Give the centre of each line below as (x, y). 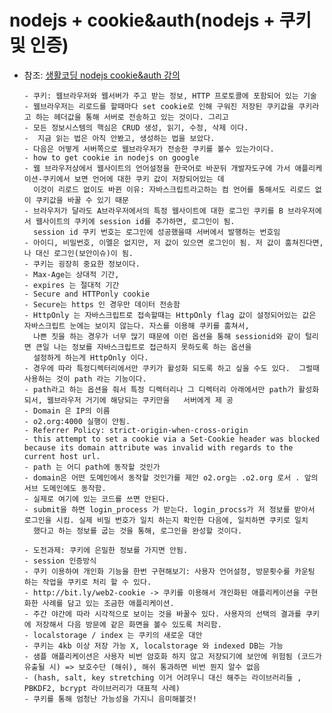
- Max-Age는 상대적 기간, (71, 274)
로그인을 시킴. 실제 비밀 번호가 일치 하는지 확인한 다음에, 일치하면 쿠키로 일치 (166, 520)
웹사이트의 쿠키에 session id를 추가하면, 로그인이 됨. (135, 221)
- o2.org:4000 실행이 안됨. (77, 421)
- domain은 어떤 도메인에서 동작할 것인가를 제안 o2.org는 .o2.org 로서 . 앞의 (171, 477)
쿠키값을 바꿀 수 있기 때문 (82, 200)
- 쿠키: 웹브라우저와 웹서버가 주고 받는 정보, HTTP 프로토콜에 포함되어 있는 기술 (170, 96)
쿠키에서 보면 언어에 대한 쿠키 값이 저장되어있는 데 (133, 179)
